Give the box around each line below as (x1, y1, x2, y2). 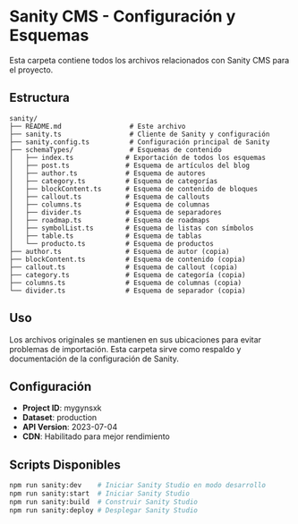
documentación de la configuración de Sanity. (9, 353, 179, 364)
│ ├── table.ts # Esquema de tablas (9, 231, 202, 241)
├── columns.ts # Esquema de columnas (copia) (9, 278, 243, 287)
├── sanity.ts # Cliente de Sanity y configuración (9, 130, 270, 139)
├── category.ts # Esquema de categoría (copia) (9, 270, 246, 279)
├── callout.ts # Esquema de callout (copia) (9, 262, 239, 272)
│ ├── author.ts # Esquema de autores (9, 168, 206, 178)
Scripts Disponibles (9, 457, 121, 472)
